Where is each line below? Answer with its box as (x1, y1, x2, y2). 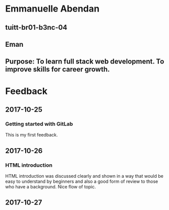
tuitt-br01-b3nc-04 (5, 23, 68, 32)
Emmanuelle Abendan (5, 3, 100, 15)
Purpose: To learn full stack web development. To (5, 57, 164, 66)
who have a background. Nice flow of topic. (5, 183, 96, 189)
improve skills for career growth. (5, 65, 110, 74)
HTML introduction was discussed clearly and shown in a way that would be (5, 173, 164, 179)
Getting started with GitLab (5, 120, 73, 127)
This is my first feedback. (5, 132, 58, 138)
